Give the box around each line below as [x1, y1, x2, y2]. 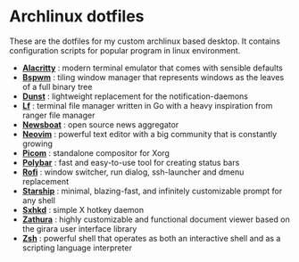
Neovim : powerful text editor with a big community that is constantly [21, 128, 278, 139]
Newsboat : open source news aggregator [21, 119, 179, 130]
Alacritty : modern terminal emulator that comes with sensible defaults [21, 62, 283, 73]
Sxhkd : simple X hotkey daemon [21, 204, 145, 215]
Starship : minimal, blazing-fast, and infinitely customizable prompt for [21, 185, 283, 196]
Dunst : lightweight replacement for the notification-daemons [21, 91, 248, 102]
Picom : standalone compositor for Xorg [21, 147, 170, 158]
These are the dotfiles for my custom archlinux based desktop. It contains [9, 36, 281, 46]
